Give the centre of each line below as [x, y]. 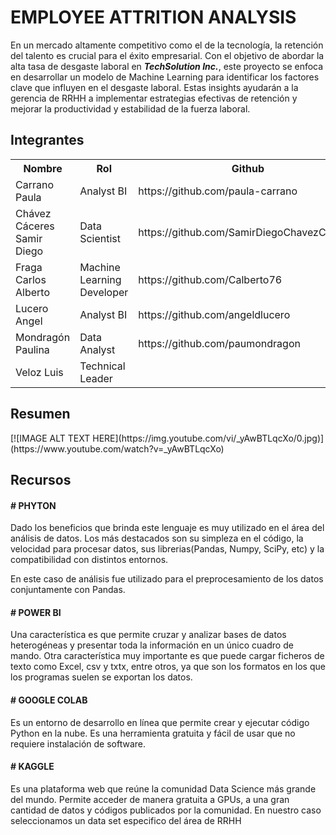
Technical [102, 366]
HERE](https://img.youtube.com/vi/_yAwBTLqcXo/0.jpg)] [208, 438]
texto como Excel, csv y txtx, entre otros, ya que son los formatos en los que [168, 667]
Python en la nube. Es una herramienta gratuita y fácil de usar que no [153, 733]
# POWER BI [36, 612]
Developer [104, 292]
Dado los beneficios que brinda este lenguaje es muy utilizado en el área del [167, 528]
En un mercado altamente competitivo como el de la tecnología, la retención [167, 45]
